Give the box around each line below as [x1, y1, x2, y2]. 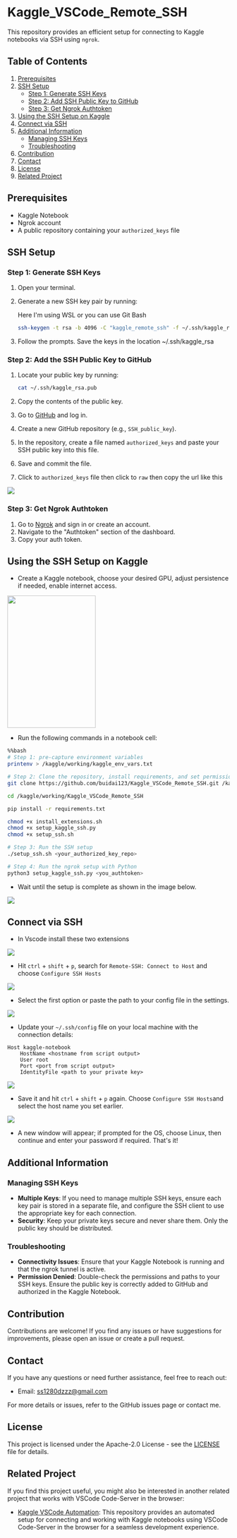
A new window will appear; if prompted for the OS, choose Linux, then [17, 1129, 222, 1137]
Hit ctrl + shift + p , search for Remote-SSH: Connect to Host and [17, 962, 208, 970]
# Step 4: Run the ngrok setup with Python [7, 863, 138, 870]
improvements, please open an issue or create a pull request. [7, 1334, 186, 1343]
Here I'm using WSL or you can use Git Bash [17, 311, 147, 320]
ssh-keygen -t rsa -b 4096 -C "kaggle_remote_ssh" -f [17, 325, 179, 332]
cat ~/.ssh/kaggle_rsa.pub [17, 384, 97, 392]
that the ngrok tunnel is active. [17, 1265, 107, 1273]
